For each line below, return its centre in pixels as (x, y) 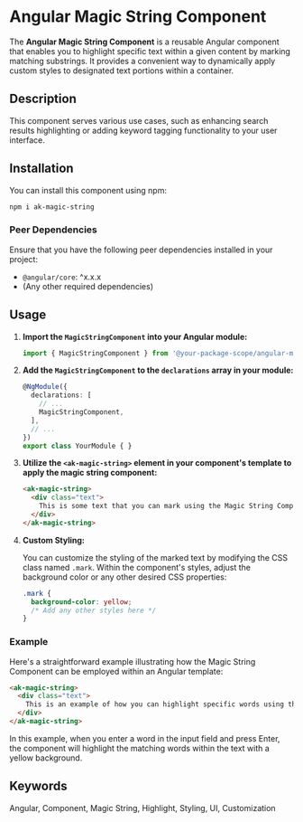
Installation (41, 169)
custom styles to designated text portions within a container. (122, 71)
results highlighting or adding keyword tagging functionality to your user (143, 130)
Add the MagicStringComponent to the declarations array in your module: (158, 370)
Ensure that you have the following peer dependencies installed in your (141, 250)
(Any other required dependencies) (88, 286)
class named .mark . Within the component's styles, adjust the (136, 567)
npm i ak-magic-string (52, 207)
